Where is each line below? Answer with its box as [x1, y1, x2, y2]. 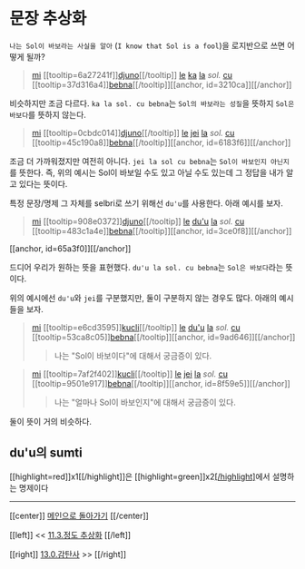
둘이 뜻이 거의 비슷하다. [9, 416, 93, 427]
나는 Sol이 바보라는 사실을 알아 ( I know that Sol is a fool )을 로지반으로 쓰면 [9, 40, 286, 51]
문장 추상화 [9, 8, 87, 29]
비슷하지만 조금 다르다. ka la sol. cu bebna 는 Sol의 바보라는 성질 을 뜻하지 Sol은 [9, 97, 295, 109]
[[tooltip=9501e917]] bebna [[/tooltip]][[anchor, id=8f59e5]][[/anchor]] [31, 378, 290, 388]
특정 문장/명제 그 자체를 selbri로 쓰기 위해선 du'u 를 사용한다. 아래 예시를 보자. [9, 197, 284, 209]
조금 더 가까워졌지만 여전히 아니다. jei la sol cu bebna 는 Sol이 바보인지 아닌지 [9, 155, 290, 166]
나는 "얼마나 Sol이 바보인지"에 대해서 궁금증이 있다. [54, 397, 236, 407]
